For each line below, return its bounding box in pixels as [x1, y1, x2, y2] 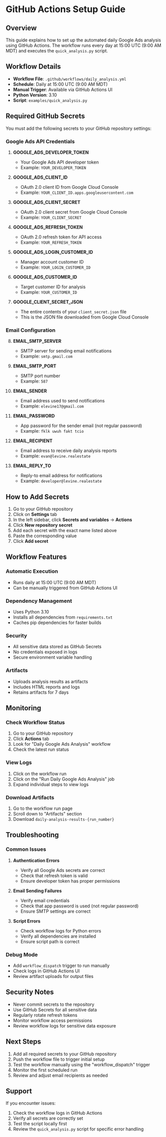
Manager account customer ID [20, 259, 84, 265]
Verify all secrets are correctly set [13, 1115, 84, 1121]
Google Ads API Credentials [6, 138, 75, 145]
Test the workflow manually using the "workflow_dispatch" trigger [13, 1061, 150, 1067]
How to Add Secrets [6, 492, 69, 501]
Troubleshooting [6, 831, 59, 839]
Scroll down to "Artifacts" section [13, 810, 82, 816]
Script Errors [13, 918, 41, 924]
